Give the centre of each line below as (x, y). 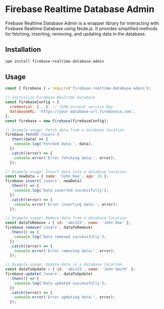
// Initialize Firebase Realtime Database (50, 97)
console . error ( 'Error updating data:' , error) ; (65, 297)
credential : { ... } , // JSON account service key (61, 107)
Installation (23, 49)
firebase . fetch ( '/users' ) (32, 135)
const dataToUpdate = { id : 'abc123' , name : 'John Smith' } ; (70, 269)
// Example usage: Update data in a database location (64, 265)
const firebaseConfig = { (32, 102)
